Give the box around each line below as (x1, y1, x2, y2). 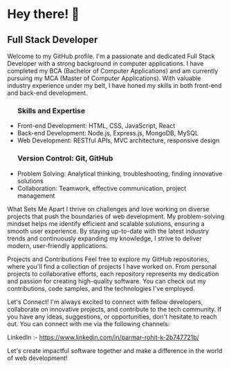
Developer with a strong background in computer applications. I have (7, 59, 204, 68)
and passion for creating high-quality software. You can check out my (7, 276, 206, 285)
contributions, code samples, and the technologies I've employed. (7, 284, 195, 292)
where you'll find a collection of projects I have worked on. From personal (7, 262, 217, 270)
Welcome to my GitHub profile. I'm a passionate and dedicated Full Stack (7, 52, 215, 60)
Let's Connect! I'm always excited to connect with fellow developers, (7, 297, 203, 306)
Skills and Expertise (17, 106, 86, 115)
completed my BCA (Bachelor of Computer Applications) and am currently (7, 67, 219, 75)
